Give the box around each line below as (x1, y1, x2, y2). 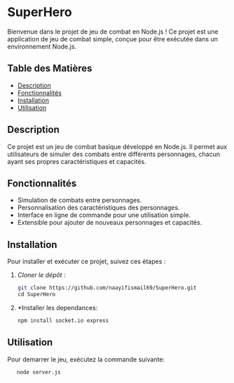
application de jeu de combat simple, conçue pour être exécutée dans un (7, 34, 219, 43)
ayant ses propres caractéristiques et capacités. (7, 157, 146, 165)
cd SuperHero (17, 291, 56, 298)
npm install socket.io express (17, 316, 109, 324)
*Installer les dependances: (17, 303, 98, 312)
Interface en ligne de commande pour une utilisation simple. (17, 211, 191, 219)
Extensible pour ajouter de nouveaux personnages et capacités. (17, 218, 202, 227)
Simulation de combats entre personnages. (17, 196, 142, 204)
